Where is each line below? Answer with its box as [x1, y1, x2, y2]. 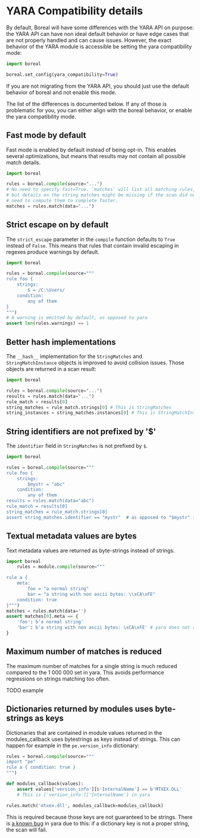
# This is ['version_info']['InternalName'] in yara [17, 791, 151, 797]
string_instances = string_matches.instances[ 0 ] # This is [6, 410, 156, 416]
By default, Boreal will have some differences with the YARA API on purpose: [6, 24, 194, 31]
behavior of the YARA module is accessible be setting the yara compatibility [6, 43, 192, 50]
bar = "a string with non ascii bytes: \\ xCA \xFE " [27, 591, 156, 597]
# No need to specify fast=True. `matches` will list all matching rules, [6, 187, 196, 193]
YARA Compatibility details [6, 4, 143, 18]
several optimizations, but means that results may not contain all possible [6, 152, 186, 159]
